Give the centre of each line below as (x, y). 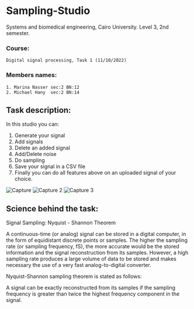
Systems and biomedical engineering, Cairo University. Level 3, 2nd (88, 27)
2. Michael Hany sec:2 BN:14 (43, 92)
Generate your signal (40, 136)
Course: (18, 48)
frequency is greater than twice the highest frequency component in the (93, 294)
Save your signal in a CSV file (50, 166)
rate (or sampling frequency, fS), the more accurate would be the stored (93, 246)
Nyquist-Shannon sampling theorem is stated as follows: (74, 276)
